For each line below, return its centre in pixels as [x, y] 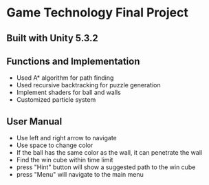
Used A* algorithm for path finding [65, 78]
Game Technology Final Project [97, 13]
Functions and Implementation [73, 61]
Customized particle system [56, 100]
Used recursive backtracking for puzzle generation [88, 85]
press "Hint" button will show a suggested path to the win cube [106, 167]
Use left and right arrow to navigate [67, 138]
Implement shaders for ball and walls [68, 92]
